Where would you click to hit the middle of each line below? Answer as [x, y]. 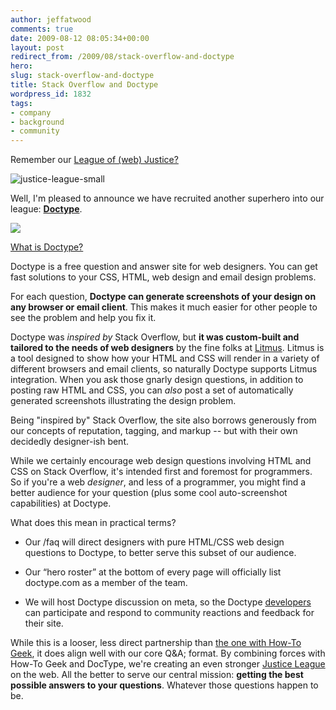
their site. [44, 623]
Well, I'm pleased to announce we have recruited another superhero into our [167, 198]
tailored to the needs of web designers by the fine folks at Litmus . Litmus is [167, 348]
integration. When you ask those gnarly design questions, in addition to [157, 380]
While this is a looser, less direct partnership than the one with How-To [156, 643]
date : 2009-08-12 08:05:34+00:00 [80, 38]
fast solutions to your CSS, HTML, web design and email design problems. [163, 277]
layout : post [37, 47]
